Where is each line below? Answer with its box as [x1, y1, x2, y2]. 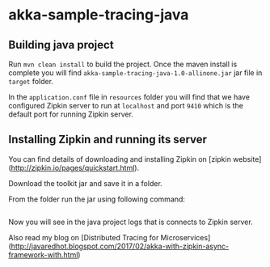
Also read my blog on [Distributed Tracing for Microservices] [8, 232, 211, 242]
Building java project [8, 38, 115, 52]
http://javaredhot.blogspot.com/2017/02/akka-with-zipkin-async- [11, 241, 230, 251]
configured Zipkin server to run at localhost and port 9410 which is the [8, 101, 244, 110]
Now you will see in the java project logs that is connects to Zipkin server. [8, 217, 253, 227]
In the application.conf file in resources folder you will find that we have [8, 92, 251, 102]
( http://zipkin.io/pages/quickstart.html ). [8, 163, 140, 172]
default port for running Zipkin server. [8, 109, 133, 119]
